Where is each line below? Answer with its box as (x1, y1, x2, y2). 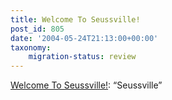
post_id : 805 (10, 24, 65, 34)
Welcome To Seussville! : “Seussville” (10, 79, 163, 91)
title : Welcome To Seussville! (10, 14, 141, 25)
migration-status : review (28, 52, 137, 62)
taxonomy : (10, 42, 52, 53)
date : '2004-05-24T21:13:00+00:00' (10, 33, 159, 43)
